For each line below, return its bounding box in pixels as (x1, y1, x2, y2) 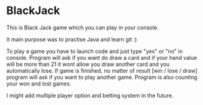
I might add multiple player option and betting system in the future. (6, 92, 174, 99)
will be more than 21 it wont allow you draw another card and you (6, 60, 170, 68)
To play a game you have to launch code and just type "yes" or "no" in (6, 47, 183, 55)
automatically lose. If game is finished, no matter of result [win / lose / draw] (6, 67, 198, 74)
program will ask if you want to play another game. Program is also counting (6, 73, 198, 81)
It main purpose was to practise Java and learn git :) (6, 35, 137, 43)
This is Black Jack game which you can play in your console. (6, 24, 159, 31)
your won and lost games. (6, 80, 71, 87)
